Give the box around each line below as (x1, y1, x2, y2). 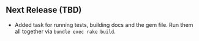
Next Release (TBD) (6, 5, 82, 15)
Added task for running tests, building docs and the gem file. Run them (14, 21, 193, 28)
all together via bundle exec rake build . (14, 28, 116, 35)
